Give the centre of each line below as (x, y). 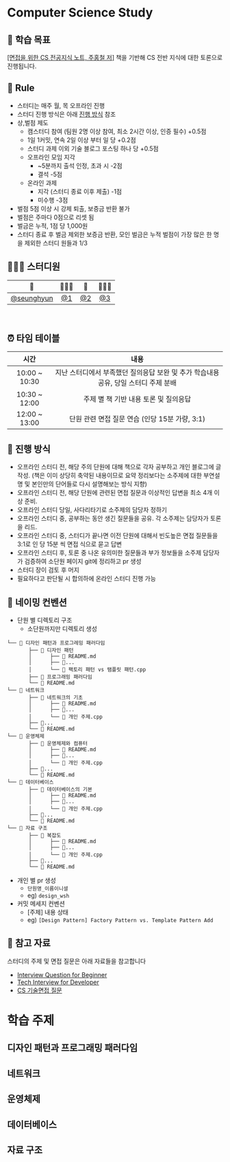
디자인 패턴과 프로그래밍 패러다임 (73, 1048)
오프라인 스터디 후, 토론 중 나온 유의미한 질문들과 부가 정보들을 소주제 (109, 553)
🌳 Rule (21, 88)
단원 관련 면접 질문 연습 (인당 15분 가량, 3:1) (137, 419)
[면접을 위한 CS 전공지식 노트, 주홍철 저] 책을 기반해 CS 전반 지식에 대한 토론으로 (115, 57)
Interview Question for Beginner (62, 974)
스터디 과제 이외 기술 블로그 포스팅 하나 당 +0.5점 (93, 148)
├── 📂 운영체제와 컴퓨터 (58, 744)
